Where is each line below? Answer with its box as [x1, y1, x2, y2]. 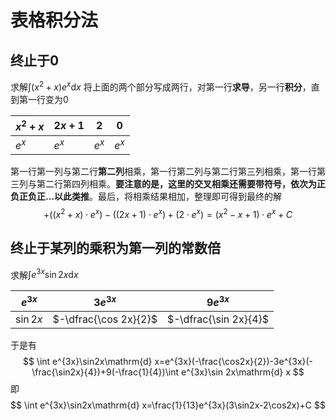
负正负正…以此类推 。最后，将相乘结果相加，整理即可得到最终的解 [10, 191, 283, 203]
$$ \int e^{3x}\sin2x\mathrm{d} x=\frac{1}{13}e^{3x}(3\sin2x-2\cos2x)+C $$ [10, 399, 326, 411]
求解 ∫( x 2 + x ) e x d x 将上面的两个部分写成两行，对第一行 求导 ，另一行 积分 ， [10, 79, 312, 93]
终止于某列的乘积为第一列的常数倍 [10, 240, 221, 257]
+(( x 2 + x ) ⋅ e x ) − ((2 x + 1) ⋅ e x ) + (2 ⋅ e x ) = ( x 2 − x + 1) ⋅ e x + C [43, 207, 293, 220]
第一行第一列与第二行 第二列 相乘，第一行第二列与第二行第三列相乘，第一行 [10, 166, 317, 178]
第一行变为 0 [18, 93, 69, 105]
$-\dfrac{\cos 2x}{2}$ [52, 312, 158, 326]
